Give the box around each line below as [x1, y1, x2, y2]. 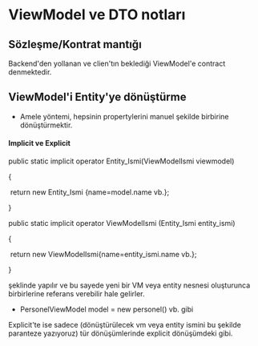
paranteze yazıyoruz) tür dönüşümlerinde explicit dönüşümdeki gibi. [8, 328, 233, 338]
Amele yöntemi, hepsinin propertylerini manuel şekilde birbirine [19, 111, 229, 121]
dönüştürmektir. [19, 120, 73, 130]
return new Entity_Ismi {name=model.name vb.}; [10, 187, 170, 197]
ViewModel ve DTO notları [8, 6, 186, 24]
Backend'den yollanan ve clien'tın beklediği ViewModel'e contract [8, 58, 226, 68]
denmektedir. [8, 67, 52, 77]
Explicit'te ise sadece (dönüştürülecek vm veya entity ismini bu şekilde [8, 320, 242, 330]
